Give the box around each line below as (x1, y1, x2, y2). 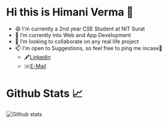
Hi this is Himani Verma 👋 (6, 5, 134, 19)
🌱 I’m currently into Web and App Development (14, 31, 131, 38)
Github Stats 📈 (6, 87, 83, 100)
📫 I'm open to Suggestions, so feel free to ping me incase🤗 (14, 44, 163, 51)
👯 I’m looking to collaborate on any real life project (14, 38, 139, 45)
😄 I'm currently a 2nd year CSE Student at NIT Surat (14, 25, 145, 32)
